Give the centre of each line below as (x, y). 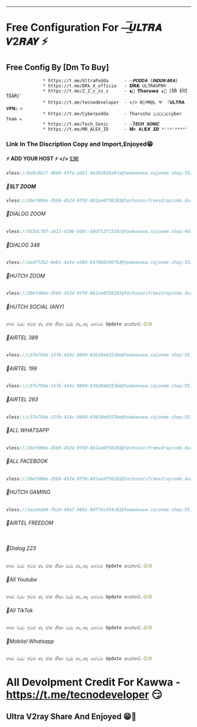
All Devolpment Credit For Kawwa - (93, 682)
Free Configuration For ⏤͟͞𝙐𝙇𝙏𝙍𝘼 (84, 28)
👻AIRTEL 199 (21, 368)
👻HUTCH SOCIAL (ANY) (35, 306)
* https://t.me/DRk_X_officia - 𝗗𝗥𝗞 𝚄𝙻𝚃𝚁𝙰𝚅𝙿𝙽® (105, 86)
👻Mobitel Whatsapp (30, 641)
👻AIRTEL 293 (22, 399)
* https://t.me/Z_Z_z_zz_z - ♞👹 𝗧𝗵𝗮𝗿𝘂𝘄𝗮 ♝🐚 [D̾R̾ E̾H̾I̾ (115, 91)
